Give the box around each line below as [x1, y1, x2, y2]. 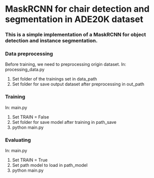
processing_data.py [5, 67, 45, 73]
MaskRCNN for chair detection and [5, 3, 150, 15]
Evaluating [5, 137, 31, 143]
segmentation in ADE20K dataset [5, 14, 143, 25]
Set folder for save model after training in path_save [12, 119, 116, 125]
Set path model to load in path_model [12, 162, 88, 168]
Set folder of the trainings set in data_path [12, 76, 97, 82]
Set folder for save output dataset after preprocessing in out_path [12, 81, 145, 87]
